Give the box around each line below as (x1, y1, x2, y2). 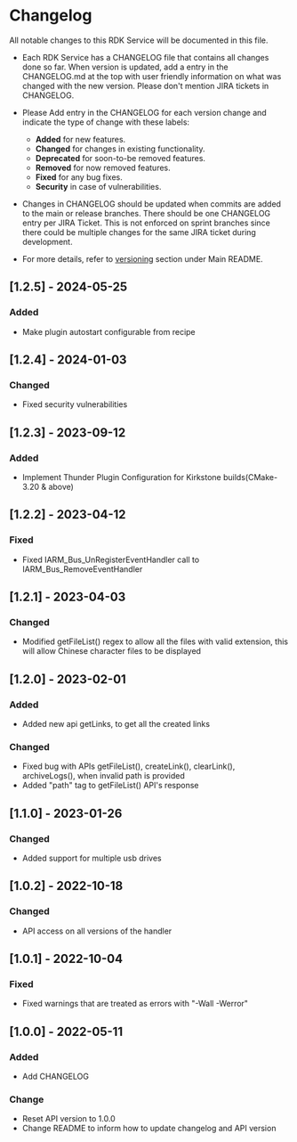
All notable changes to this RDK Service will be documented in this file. (9, 35, 269, 45)
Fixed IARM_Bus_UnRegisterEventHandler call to (21, 554, 200, 565)
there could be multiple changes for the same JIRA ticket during (21, 226, 256, 237)
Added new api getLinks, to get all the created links (21, 719, 211, 730)
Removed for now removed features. (35, 162, 171, 173)
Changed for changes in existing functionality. (35, 143, 206, 154)
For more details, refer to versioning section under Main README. (21, 253, 264, 264)
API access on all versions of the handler (21, 926, 173, 936)
